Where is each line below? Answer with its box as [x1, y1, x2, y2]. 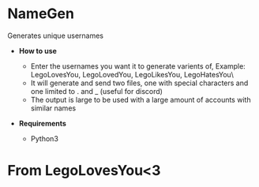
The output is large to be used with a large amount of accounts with [30, 95, 251, 104]
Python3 [30, 133, 58, 143]
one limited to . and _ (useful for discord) [30, 86, 163, 95]
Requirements [18, 118, 66, 128]
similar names [30, 103, 77, 113]
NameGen [7, 5, 74, 23]
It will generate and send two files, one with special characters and [30, 78, 249, 88]
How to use [18, 46, 57, 55]
